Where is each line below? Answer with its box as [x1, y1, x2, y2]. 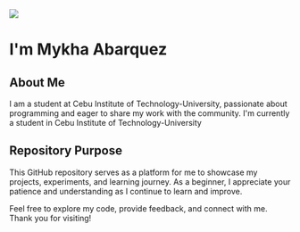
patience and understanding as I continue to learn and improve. [9, 186, 243, 196]
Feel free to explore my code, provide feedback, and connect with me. [9, 203, 268, 213]
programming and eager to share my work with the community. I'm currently [9, 108, 290, 119]
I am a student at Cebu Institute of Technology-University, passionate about [9, 98, 287, 109]
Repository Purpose [9, 143, 123, 159]
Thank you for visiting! [9, 212, 92, 223]
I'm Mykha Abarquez [9, 39, 168, 60]
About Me [9, 75, 65, 90]
